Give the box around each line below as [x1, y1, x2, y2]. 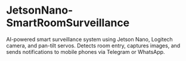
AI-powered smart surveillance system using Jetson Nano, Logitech [6, 36, 173, 43]
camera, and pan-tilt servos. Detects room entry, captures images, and [6, 42, 181, 49]
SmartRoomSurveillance [6, 16, 130, 30]
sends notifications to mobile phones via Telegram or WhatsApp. [6, 48, 165, 55]
